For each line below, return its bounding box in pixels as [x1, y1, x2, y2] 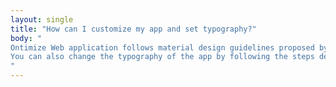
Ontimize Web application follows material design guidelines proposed [10, 42, 315, 53]
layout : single [10, 14, 74, 25]
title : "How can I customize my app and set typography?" [10, 24, 257, 34]
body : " [10, 33, 43, 43]
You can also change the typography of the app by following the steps [10, 52, 315, 62]
